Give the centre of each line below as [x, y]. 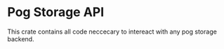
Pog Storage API [56, 12]
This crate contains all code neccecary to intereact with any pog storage [112, 31]
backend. [21, 38]
